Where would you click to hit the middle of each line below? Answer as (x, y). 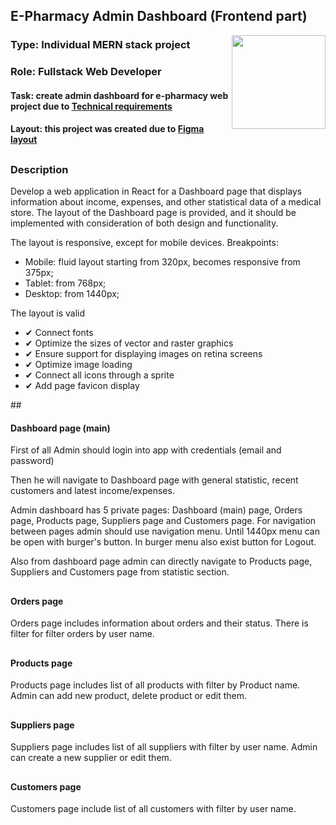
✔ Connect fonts (59, 333)
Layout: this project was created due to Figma (107, 129)
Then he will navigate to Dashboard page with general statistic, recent (154, 480)
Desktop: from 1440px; (72, 294)
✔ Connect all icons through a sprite (99, 375)
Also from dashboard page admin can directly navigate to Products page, (161, 561)
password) (32, 461)
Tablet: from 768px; (65, 283)
